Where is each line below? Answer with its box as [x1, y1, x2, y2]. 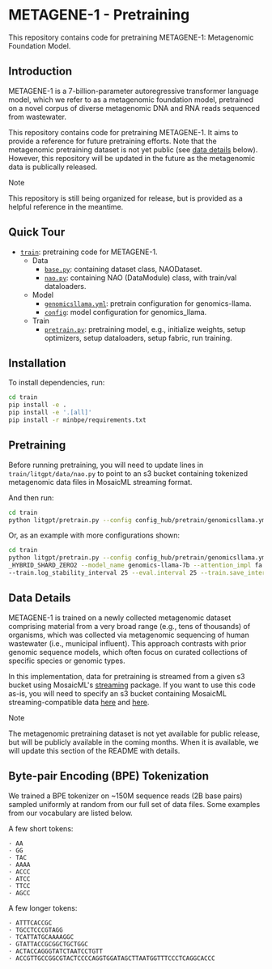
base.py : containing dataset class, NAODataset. [44, 264, 202, 274]
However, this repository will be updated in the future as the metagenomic [8, 153, 256, 163]
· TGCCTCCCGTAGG [8, 925, 63, 934]
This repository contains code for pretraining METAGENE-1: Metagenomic [8, 32, 254, 42]
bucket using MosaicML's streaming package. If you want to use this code [8, 680, 257, 690]
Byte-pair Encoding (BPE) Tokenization [8, 769, 209, 783]
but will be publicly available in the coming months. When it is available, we [8, 737, 259, 746]
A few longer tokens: [8, 903, 78, 912]
